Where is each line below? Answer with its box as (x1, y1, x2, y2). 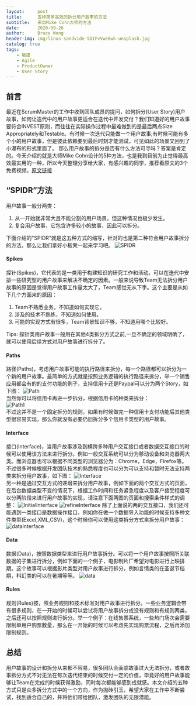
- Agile (16, 57, 35, 63)
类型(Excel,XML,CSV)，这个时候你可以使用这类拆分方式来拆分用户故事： (10, 516, 185, 523)
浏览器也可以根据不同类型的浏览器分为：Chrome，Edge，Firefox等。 (21, 458, 187, 465)
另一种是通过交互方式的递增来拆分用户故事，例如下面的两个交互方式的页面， (6, 479, 190, 486)
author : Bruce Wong (6, 30, 64, 36)
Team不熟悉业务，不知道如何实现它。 (14, 304, 105, 311)
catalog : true (6, 42, 41, 47)
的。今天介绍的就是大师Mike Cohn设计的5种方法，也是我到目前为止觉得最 (6, 152, 183, 159)
